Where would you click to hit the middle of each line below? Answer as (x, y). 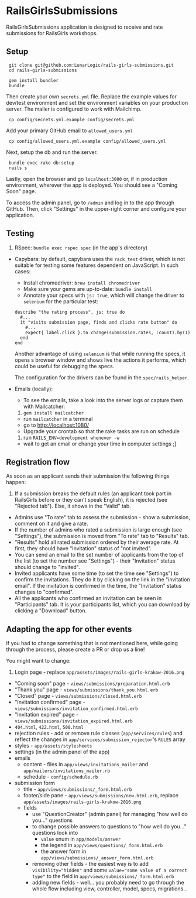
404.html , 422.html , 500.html (49, 727)
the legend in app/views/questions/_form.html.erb (102, 845)
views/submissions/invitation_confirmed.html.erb (76, 709)
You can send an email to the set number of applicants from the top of (99, 555)
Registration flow (38, 462)
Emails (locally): (34, 389)
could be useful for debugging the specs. (64, 366)
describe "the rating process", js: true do (70, 312)
